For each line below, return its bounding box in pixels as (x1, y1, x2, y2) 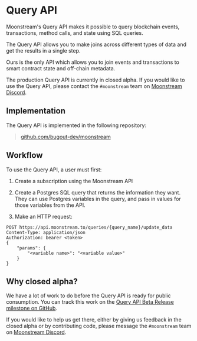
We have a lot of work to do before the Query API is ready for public (6, 292, 171, 299)
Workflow (6, 150, 43, 160)
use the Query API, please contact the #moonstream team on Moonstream (6, 82, 183, 89)
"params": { (17, 245, 46, 251)
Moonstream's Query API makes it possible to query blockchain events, (6, 23, 180, 30)
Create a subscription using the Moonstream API (14, 177, 133, 184)
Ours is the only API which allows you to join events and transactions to (6, 59, 180, 66)
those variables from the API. (14, 202, 86, 209)
